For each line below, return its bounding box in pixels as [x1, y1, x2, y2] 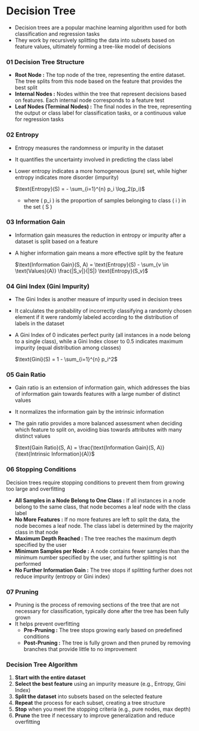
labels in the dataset [14, 320, 65, 327]
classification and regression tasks [14, 30, 100, 37]
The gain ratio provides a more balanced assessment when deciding [14, 420, 182, 427]
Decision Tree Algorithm [6, 660, 78, 668]
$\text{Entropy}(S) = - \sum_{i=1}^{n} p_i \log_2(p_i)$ [14, 185, 146, 192]
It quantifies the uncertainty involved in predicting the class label [14, 156, 173, 163]
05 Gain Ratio [6, 371, 46, 379]
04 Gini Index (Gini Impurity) [6, 282, 90, 290]
